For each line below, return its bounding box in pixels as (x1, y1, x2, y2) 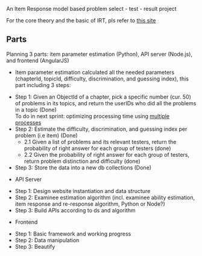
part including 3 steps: (14, 81, 71, 88)
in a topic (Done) (14, 106, 57, 113)
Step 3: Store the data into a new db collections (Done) (14, 163, 152, 171)
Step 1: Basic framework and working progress (14, 230, 131, 237)
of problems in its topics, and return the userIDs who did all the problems (14, 99, 197, 107)
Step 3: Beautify (14, 243, 55, 250)
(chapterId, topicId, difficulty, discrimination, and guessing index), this (14, 75, 189, 82)
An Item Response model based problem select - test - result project (6, 5, 177, 12)
